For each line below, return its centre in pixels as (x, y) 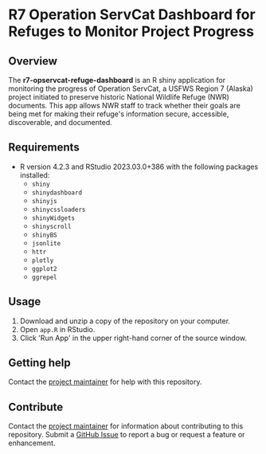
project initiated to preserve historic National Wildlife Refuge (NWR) (119, 97)
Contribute (36, 407)
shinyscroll (51, 226)
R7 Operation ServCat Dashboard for (132, 15)
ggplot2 (44, 268)
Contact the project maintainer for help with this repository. (105, 382)
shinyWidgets (53, 218)
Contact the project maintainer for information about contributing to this (126, 426)
